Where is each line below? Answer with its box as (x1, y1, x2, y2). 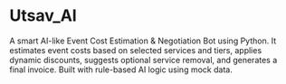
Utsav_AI (9, 5, 77, 26)
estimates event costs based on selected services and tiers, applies (9, 44, 262, 55)
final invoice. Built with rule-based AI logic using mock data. (9, 64, 233, 75)
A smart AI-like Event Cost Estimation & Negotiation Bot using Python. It (9, 35, 277, 46)
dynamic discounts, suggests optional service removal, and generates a (9, 54, 278, 65)
